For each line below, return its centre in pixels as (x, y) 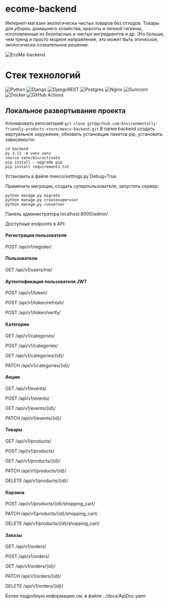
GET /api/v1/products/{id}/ (33, 461)
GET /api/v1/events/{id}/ (31, 408)
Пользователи (21, 258)
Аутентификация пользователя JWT (46, 281)
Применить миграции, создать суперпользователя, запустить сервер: (82, 186)
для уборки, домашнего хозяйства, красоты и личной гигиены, (74, 28)
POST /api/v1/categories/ (32, 346)
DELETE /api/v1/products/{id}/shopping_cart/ (53, 523)
